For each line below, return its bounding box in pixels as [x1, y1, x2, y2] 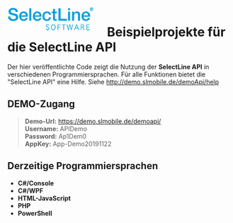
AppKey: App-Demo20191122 [24, 139, 112, 148]
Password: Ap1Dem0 [24, 132, 87, 140]
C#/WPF [17, 186, 44, 195]
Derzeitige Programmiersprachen [7, 160, 158, 172]
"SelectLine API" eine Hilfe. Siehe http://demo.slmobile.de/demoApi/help [7, 77, 220, 86]
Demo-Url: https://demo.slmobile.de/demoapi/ [24, 117, 161, 125]
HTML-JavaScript [17, 194, 71, 202]
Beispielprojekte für [107, 24, 226, 40]
